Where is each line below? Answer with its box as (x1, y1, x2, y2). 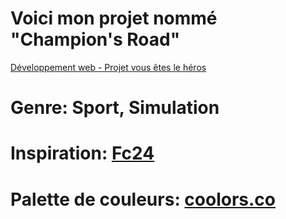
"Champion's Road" (10, 28, 181, 51)
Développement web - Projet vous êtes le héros (10, 61, 207, 73)
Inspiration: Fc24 (10, 142, 155, 165)
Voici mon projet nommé (10, 7, 218, 30)
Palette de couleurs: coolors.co (10, 188, 277, 211)
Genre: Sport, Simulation (10, 97, 220, 119)
